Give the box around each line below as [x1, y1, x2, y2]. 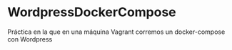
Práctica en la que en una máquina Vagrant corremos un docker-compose [7, 27, 226, 36]
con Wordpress [7, 35, 53, 43]
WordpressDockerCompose [7, 4, 176, 20]
